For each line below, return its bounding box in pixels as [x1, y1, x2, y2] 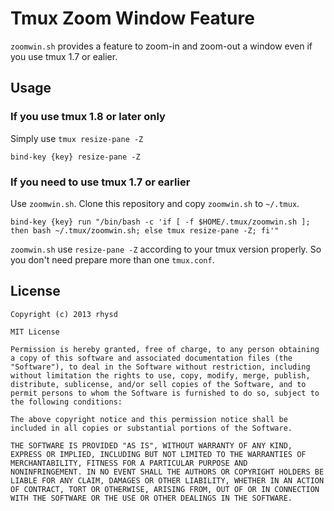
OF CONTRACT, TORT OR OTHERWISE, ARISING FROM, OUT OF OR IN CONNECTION [10, 484, 320, 494]
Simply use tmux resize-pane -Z [10, 132, 144, 144]
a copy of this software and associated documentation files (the [10, 353, 293, 363]
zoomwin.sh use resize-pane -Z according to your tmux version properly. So [10, 243, 322, 255]
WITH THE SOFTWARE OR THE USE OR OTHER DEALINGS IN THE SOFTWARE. [10, 493, 293, 503]
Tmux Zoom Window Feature [10, 7, 255, 30]
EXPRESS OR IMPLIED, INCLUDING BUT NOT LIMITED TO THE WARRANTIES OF [10, 449, 307, 459]
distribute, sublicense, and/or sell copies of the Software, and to [10, 379, 307, 389]
